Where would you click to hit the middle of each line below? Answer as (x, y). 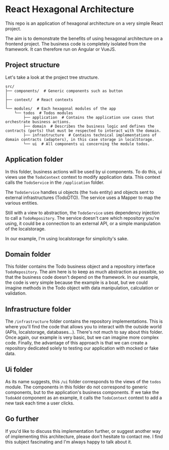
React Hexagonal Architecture (70, 9)
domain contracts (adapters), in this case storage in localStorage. (80, 139)
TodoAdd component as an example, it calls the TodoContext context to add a (84, 398)
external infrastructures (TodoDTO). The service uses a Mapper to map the (83, 197)
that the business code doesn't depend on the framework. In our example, (82, 277)
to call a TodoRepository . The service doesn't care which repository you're (82, 218)
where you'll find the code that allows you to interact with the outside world (83, 327)
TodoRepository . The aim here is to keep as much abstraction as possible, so (84, 272)
